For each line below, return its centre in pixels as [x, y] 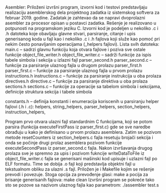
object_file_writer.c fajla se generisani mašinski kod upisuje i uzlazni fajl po [81, 158]
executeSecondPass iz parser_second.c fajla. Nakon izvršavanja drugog [79, 148]
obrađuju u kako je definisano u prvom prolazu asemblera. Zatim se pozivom [83, 132]
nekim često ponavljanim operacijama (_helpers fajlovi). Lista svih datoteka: [82, 44]
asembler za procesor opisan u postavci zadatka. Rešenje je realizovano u [81, 23]
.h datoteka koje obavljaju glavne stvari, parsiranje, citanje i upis [70, 34]
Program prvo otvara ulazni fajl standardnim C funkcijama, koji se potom [79, 122]
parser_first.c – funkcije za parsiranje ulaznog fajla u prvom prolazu [74, 71]
